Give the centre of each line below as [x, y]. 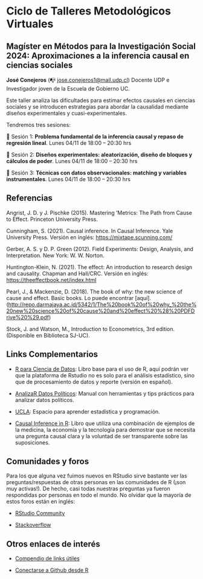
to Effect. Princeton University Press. [52, 219]
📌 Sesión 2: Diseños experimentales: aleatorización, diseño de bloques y [99, 155]
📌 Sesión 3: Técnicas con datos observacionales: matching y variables [97, 173]
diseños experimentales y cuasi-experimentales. [66, 113]
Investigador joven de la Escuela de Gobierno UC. [68, 88]
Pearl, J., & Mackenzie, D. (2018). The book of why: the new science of [94, 292]
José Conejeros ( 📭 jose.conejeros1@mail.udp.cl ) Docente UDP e [88, 80]
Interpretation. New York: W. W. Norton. [55, 255]
